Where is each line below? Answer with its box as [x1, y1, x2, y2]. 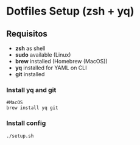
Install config [6, 119, 46, 127]
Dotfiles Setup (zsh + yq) [6, 4, 135, 18]
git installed [15, 71, 45, 77]
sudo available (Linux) [15, 51, 71, 58]
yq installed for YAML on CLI [15, 64, 87, 71]
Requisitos [6, 29, 47, 39]
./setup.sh [6, 133, 34, 139]
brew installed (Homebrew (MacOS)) [15, 58, 108, 65]
